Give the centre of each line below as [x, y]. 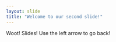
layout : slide [23, 11]
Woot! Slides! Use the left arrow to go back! [58, 33]
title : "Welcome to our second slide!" [55, 17]
